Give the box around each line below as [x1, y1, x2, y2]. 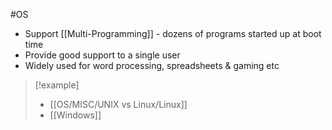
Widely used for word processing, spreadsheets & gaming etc [24, 60, 280, 71]
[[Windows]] [49, 109, 102, 121]
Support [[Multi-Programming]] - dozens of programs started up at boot [24, 28, 322, 39]
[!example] [34, 79, 80, 91]
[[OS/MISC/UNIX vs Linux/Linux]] [49, 99, 188, 110]
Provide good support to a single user [24, 49, 181, 61]
